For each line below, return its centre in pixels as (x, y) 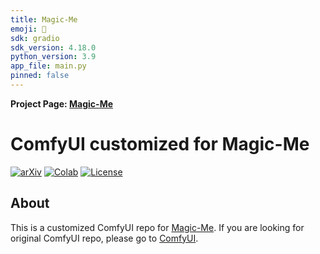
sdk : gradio (35, 38)
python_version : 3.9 (53, 57)
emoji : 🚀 (28, 29)
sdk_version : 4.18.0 (53, 47)
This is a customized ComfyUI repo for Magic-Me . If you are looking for (157, 227)
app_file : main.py (48, 66)
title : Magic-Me (44, 19)
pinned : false (40, 76)
